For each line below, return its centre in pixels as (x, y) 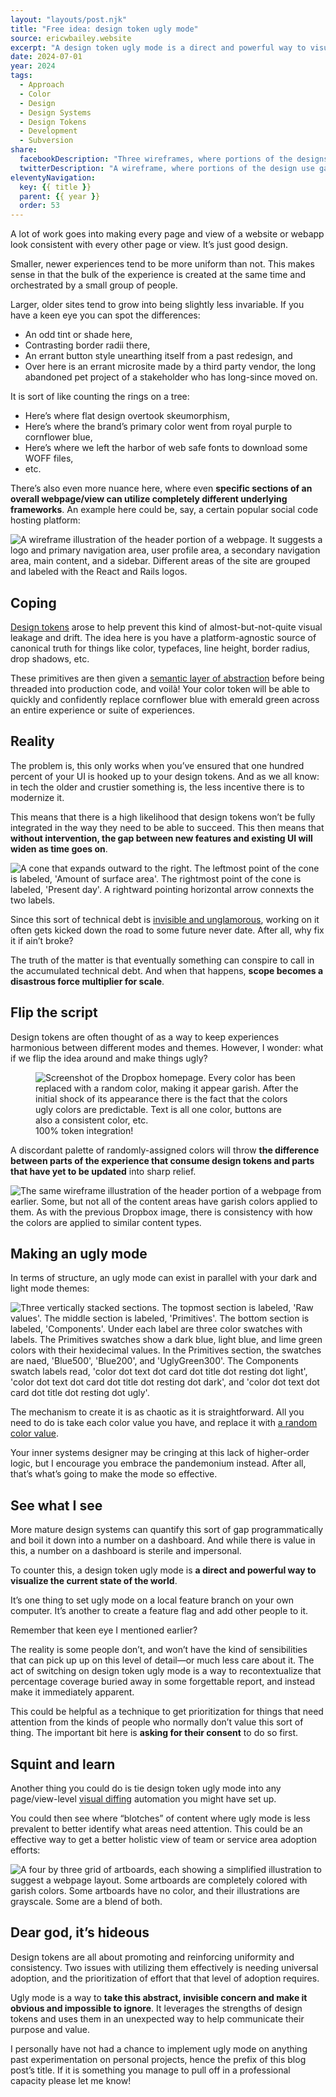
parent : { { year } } (60, 196)
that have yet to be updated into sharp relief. (103, 1171)
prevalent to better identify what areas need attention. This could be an (156, 1829)
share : (24, 150)
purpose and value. (50, 2029)
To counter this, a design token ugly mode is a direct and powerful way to (163, 1570)
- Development (48, 131)
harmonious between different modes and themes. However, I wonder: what (167, 1047)
